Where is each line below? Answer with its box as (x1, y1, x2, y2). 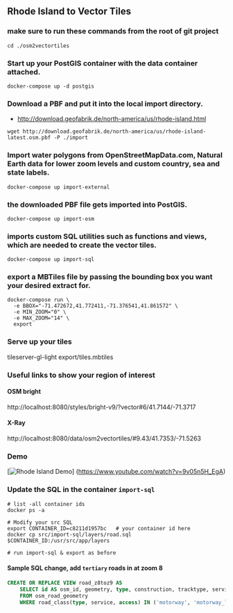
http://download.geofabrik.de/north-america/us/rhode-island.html (17, 115, 207, 123)
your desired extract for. (7, 281, 92, 291)
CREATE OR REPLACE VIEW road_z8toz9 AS (7, 579, 123, 587)
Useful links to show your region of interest (7, 370, 156, 380)
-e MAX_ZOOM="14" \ (13, 315, 70, 322)
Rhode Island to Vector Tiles (7, 6, 132, 17)
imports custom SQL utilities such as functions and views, (7, 231, 207, 241)
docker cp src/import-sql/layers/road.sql (7, 531, 132, 538)
